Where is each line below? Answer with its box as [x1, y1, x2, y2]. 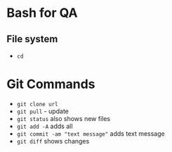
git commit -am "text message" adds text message [16, 129, 166, 138]
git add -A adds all [16, 122, 73, 130]
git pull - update [16, 107, 70, 115]
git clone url [16, 101, 58, 108]
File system [6, 33, 58, 45]
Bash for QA [6, 5, 78, 21]
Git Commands [6, 76, 95, 92]
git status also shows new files [16, 114, 110, 122]
